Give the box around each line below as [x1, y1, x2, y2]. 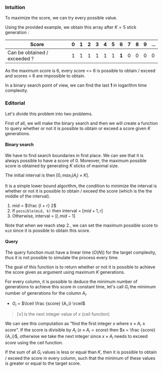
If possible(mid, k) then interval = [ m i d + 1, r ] [12, 208, 103, 213]
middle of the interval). [5, 193, 50, 199]
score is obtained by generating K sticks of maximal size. [5, 162, 119, 169]
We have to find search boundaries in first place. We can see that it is [5, 152, 144, 158]
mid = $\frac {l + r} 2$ [12, 202, 57, 208]
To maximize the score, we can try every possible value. [5, 15, 117, 21]
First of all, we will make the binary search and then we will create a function [5, 120, 158, 126]
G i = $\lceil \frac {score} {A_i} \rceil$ [12, 300, 86, 308]
